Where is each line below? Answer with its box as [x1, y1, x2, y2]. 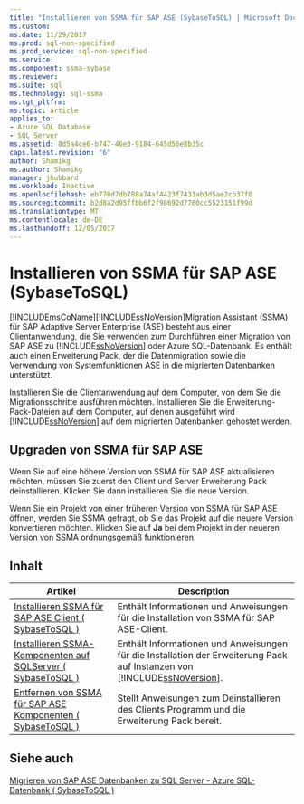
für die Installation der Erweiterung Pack [117, 649, 288, 662]
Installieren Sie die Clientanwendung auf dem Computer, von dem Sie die [9, 387, 282, 398]
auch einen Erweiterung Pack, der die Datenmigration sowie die [9, 350, 246, 361]
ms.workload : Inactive [9, 182, 95, 191]
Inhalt [9, 558, 43, 573]
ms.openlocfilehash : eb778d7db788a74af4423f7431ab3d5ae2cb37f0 [9, 190, 253, 199]
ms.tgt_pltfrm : [9, 97, 67, 107]
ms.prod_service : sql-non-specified [9, 47, 147, 56]
